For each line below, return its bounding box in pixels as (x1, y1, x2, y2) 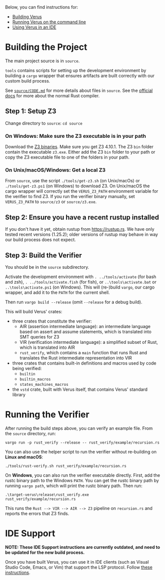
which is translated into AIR (19, 344, 75, 350)
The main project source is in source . (5, 58, 80, 64)
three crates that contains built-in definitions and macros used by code (12, 360, 157, 366)
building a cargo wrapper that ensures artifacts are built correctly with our (5, 73, 155, 79)
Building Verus (12, 14, 42, 19)
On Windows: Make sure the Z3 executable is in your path (5, 132, 146, 139)
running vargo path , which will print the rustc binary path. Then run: (5, 483, 143, 489)
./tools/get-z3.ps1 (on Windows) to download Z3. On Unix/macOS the (5, 183, 150, 189)
